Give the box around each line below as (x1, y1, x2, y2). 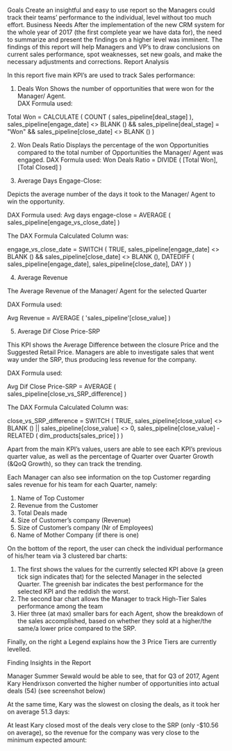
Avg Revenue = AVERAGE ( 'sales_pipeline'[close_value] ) (7, 314, 172, 322)
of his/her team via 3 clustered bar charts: (7, 552, 128, 560)
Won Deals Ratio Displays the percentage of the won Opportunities (17, 141, 209, 149)
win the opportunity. (7, 197, 65, 206)
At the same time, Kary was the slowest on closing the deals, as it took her (7, 700, 220, 708)
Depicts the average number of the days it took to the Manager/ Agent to (7, 190, 215, 198)
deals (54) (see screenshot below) (7, 687, 106, 695)
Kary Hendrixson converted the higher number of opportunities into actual (7, 679, 220, 687)
